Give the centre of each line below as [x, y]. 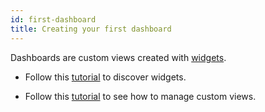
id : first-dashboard [53, 19]
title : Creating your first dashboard [91, 29]
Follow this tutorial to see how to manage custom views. [140, 96]
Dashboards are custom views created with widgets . [118, 57]
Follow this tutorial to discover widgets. [105, 77]
